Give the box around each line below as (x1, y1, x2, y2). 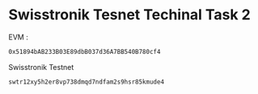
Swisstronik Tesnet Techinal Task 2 (8, 6, 251, 24)
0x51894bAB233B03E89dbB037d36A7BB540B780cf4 (8, 47, 161, 55)
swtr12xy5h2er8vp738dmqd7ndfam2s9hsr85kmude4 (8, 78, 164, 86)
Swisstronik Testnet (8, 62, 74, 72)
